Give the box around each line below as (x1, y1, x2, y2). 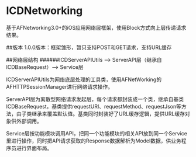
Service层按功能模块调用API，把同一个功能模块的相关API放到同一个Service (6, 130, 187, 137)
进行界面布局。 (16, 144, 53, 151)
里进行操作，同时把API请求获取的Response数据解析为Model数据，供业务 (6, 137, 181, 144)
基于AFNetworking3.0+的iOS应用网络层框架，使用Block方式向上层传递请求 (6, 24, 187, 31)
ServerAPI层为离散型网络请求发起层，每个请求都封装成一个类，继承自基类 (6, 95, 184, 103)
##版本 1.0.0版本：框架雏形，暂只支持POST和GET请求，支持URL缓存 (6, 44, 172, 51)
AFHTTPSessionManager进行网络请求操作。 (6, 83, 113, 90)
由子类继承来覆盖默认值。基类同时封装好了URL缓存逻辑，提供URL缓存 (16, 110, 185, 117)
